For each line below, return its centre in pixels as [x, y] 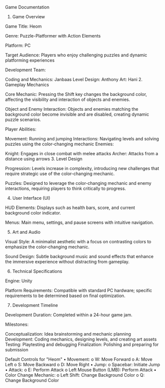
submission [17, 350]
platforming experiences [30, 60]
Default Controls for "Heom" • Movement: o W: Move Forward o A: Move [79, 359]
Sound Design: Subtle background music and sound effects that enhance [79, 256]
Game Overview [29, 17]
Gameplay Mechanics [27, 85]
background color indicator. [33, 213]
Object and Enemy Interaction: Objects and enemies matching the [72, 109]
